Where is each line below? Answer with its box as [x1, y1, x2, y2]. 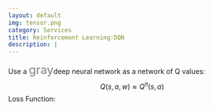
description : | [8, 41, 58, 49]
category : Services [8, 26, 72, 34]
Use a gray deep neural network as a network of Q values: [8, 62, 206, 78]
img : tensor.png [8, 19, 61, 27]
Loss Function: [8, 93, 57, 103]
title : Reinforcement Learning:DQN [8, 33, 125, 42]
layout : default [8, 11, 61, 20]
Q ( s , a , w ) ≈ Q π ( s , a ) [99, 80, 165, 91]
